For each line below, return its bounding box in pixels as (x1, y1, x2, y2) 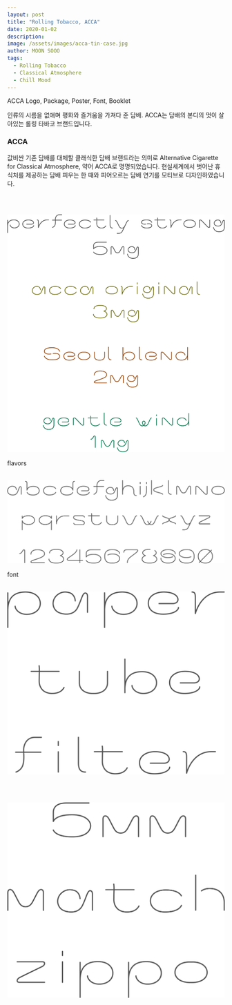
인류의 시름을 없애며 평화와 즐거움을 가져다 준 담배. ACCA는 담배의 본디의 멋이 (7, 110, 217, 119)
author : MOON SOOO (7, 48, 60, 55)
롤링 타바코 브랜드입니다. (25, 119, 93, 128)
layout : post (7, 11, 45, 18)
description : (7, 33, 45, 40)
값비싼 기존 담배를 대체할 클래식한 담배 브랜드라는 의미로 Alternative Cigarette (7, 153, 219, 162)
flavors (7, 459, 27, 467)
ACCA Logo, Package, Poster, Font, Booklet (7, 97, 131, 105)
